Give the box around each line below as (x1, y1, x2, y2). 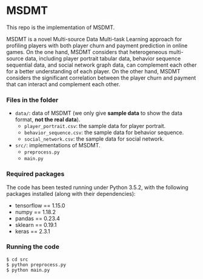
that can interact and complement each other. (6, 80, 121, 88)
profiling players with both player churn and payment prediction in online (6, 42, 188, 49)
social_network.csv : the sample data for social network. (24, 135, 165, 143)
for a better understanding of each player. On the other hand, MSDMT (6, 67, 181, 75)
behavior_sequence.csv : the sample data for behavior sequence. (24, 129, 184, 136)
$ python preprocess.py (6, 261, 67, 267)
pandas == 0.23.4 (15, 215, 61, 222)
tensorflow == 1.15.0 (15, 201, 65, 209)
